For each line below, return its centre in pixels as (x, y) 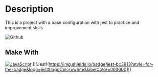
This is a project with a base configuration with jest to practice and (72, 22)
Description (29, 9)
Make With (22, 52)
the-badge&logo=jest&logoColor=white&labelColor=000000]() (68, 69)
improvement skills (24, 27)
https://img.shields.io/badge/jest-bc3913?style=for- (101, 64)
